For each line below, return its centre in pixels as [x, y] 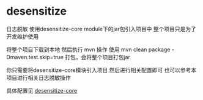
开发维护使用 [22, 36]
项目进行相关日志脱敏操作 [39, 77]
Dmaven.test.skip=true [35, 57]
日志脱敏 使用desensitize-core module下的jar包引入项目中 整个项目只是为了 [102, 29]
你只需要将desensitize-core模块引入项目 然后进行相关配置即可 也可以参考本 [102, 70]
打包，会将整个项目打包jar [98, 57]
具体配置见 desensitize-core [42, 90]
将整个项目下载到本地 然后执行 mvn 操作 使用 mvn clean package [88, 49]
